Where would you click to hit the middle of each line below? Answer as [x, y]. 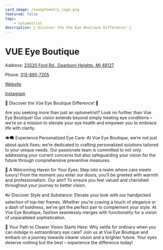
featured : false [21, 14]
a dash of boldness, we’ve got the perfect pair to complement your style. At [81, 207]
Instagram [15, 94]
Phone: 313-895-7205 [27, 75]
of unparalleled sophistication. [35, 218]
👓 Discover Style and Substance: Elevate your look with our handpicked [78, 195]
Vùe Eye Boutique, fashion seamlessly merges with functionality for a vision [81, 212]
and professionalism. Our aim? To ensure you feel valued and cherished [77, 180]
